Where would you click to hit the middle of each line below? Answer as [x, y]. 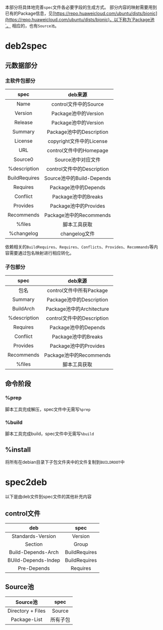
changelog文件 [78, 233]
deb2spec [26, 46]
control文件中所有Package [77, 291]
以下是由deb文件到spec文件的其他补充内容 [48, 496]
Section [34, 544]
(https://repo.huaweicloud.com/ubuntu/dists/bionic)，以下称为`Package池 [80, 19]
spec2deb [26, 482]
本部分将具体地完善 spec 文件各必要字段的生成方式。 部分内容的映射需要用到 [81, 7]
